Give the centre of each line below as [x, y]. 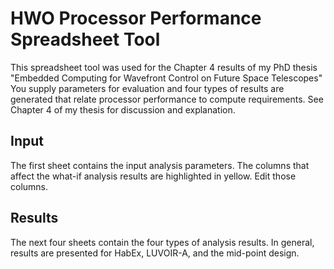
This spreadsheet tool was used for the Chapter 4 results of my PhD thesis [164, 67]
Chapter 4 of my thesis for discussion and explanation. [123, 109]
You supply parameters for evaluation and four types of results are [147, 88]
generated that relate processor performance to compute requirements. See [167, 99]
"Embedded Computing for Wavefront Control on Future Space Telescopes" [166, 78]
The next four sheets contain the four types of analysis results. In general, [162, 242]
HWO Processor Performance [136, 18]
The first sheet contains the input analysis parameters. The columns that [160, 165]
